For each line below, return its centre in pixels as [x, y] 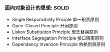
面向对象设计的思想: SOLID [37, 7]
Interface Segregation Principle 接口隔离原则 [58, 38]
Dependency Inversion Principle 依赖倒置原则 [58, 44]
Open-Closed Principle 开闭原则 [45, 26]
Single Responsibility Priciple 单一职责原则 [55, 20]
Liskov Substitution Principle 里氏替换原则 [55, 32]
